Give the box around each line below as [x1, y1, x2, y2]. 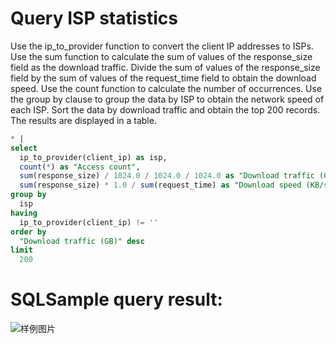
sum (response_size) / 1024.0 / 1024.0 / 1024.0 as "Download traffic [19, 171, 315, 181]
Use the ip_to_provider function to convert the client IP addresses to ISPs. [10, 40, 314, 52]
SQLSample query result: [10, 288, 223, 311]
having [10, 208, 38, 218]
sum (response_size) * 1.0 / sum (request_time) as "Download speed [19, 180, 302, 191]
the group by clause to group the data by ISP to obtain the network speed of [10, 93, 325, 105]
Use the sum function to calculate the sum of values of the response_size [10, 50, 313, 62]
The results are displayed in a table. [10, 114, 157, 126]
